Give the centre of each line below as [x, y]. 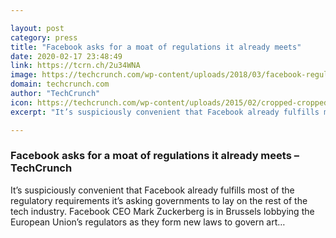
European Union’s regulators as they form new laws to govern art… [148, 222]
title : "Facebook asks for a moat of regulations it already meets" [156, 47]
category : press [44, 37]
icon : [21, 102]
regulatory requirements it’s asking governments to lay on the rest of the [159, 200]
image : [24, 75]
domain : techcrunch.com [60, 84]
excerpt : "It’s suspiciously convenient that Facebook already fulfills [165, 112]
